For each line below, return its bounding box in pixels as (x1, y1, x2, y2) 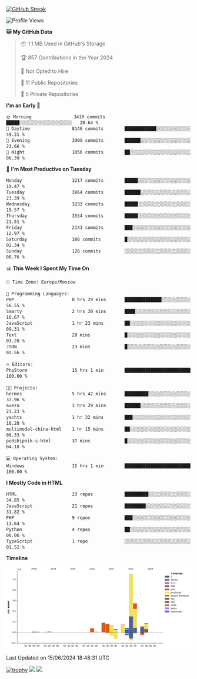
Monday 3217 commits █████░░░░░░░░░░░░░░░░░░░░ (6, 178, 191, 184)
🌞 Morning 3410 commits (6, 114, 106, 120)
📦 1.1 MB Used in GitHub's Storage (20, 40, 106, 47)
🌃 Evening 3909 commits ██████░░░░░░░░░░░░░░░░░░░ (6, 138, 191, 144)
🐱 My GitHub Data (6, 28, 53, 35)
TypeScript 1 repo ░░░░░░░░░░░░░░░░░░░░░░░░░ (6, 538, 191, 544)
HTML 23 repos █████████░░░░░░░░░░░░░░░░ (6, 491, 191, 497)
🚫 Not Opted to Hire (20, 68, 69, 75)
